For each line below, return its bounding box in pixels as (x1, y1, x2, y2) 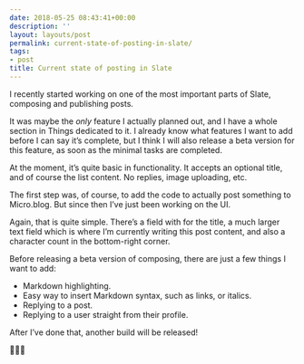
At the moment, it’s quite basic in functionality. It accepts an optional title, (9, 162, 283, 173)
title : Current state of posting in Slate (9, 64, 172, 73)
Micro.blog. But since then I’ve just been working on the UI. (9, 198, 231, 209)
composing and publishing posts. (9, 98, 134, 109)
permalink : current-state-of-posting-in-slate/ (9, 38, 193, 48)
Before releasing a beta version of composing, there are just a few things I (9, 253, 286, 263)
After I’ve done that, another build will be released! (9, 327, 199, 338)
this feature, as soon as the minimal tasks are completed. (9, 144, 222, 155)
